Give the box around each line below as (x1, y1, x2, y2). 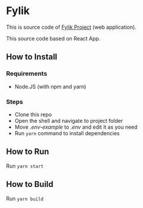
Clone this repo (14, 110, 52, 118)
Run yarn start (6, 162, 44, 169)
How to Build (6, 179, 54, 189)
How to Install (6, 52, 58, 62)
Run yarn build (6, 195, 44, 202)
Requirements (6, 69, 48, 78)
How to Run (6, 147, 49, 157)
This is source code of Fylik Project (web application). (6, 24, 137, 31)
